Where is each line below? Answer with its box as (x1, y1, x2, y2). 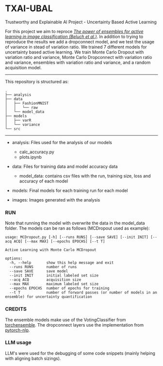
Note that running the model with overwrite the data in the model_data (5, 220, 145, 226)
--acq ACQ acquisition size (9, 277, 81, 282)
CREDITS (5, 306, 27, 312)
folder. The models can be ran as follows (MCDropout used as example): (5, 225, 150, 231)
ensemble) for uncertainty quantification (5, 294, 92, 299)
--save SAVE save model (9, 269, 68, 274)
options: (5, 256, 23, 261)
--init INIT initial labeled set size (9, 273, 98, 278)
